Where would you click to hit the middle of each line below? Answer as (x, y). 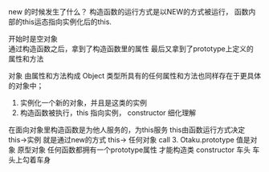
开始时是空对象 (33, 39)
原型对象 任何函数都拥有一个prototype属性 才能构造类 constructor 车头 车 (139, 150)
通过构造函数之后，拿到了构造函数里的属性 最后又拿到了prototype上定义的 (131, 49)
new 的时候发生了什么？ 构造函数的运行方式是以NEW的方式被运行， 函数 (128, 12)
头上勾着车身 (29, 160)
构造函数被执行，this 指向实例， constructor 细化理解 (108, 113)
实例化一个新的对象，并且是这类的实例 (83, 103)
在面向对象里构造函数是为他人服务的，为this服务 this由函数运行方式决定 (127, 130)
